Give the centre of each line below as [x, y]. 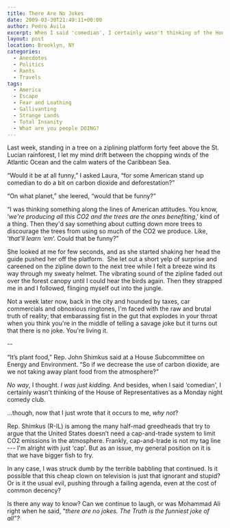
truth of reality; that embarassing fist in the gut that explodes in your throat [112, 316]
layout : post [26, 39]
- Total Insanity [38, 122]
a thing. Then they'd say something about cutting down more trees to [105, 224]
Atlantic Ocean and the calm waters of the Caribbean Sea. [89, 163]
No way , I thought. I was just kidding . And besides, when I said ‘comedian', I [114, 385]
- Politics [29, 64]
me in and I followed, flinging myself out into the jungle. [85, 288]
